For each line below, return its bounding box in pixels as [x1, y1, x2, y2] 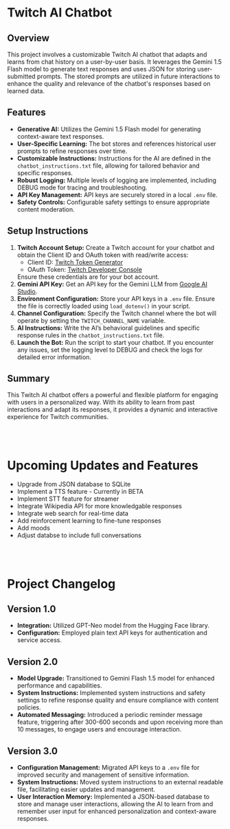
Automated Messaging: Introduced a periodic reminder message [16, 711, 203, 719]
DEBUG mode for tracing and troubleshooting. [16, 183, 148, 192]
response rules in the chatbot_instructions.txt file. [16, 331, 165, 339]
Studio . [16, 287, 38, 295]
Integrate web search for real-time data [16, 510, 129, 518]
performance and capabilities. [16, 681, 102, 690]
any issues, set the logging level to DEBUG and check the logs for [16, 345, 203, 354]
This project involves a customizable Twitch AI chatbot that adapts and [7, 50, 207, 58]
